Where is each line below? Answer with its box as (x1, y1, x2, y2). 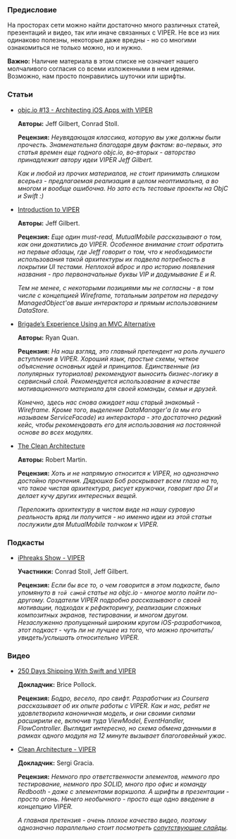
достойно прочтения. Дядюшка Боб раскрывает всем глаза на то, (17, 476, 219, 485)
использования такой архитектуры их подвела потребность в (17, 255, 206, 263)
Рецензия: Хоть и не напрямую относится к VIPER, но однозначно (17, 468, 219, 477)
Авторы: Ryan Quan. (17, 333, 80, 342)
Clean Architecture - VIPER (17, 745, 97, 754)
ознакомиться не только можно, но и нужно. (7, 44, 143, 52)
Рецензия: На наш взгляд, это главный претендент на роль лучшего (17, 347, 225, 355)
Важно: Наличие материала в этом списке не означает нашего (7, 57, 199, 66)
